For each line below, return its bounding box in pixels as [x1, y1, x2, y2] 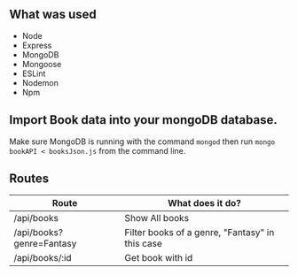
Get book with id [124, 252, 193, 264]
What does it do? [168, 197, 242, 210]
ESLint [21, 68, 46, 79]
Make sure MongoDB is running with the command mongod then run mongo [9, 136, 276, 147]
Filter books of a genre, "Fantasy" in [124, 226, 275, 239]
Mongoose [21, 58, 62, 69]
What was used [9, 7, 98, 22]
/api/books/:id [13, 252, 73, 264]
